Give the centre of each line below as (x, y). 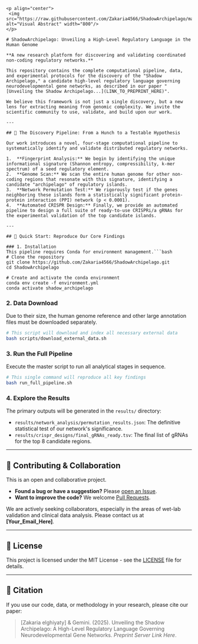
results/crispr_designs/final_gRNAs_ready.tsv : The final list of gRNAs (101, 435)
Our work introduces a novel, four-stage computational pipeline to (92, 143)
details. (15, 566)
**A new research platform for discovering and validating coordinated (96, 55)
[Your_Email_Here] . (30, 521)
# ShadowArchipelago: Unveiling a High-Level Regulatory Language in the (99, 40)
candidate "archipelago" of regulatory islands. (67, 185)
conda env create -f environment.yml (52, 283)
